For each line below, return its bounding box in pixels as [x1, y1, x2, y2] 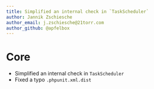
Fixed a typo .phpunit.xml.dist [14, 76, 91, 83]
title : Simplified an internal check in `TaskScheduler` [6, 8, 149, 15]
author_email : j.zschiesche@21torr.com [6, 19, 104, 25]
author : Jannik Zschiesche [6, 14, 73, 20]
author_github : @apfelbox [6, 25, 70, 31]
